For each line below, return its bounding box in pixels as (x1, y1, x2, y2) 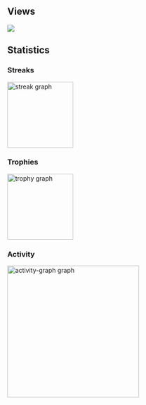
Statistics (7, 44, 51, 56)
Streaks (7, 65, 35, 75)
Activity (7, 249, 35, 259)
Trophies (7, 157, 39, 167)
